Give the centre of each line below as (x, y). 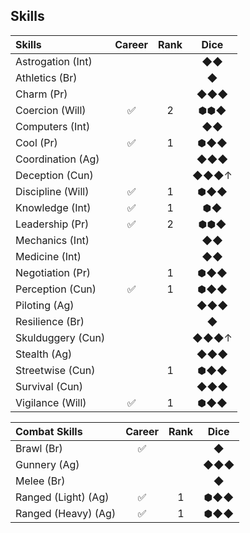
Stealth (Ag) (44, 354)
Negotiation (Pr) (53, 272)
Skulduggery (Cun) (60, 337)
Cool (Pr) (36, 142)
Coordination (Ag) (57, 159)
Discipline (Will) (52, 191)
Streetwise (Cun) (55, 370)
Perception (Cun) (56, 289)
